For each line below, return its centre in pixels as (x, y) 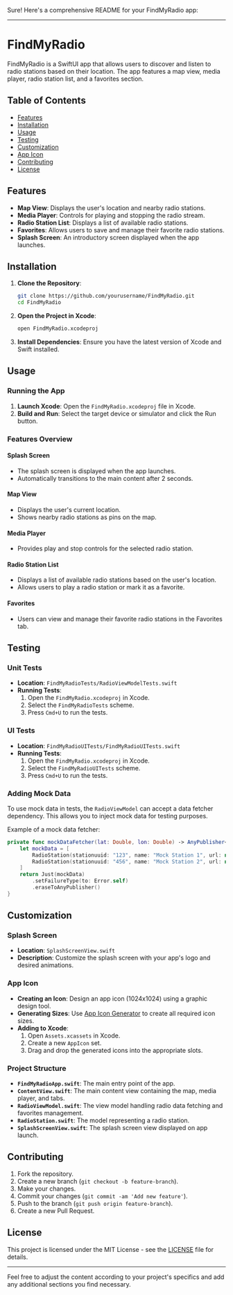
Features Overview (40, 439)
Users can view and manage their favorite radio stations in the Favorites (120, 619)
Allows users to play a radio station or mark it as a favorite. (101, 587)
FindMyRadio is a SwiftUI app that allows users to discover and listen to (109, 64)
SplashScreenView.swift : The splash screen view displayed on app (112, 1128)
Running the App (36, 391)
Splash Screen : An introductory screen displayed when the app (108, 237)
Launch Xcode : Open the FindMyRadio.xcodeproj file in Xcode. (106, 406)
